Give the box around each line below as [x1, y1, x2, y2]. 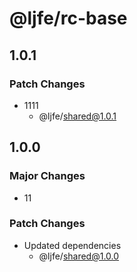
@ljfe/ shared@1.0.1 [38, 110, 117, 122]
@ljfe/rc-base [9, 7, 128, 30]
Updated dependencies [23, 239, 122, 251]
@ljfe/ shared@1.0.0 [38, 250, 120, 262]
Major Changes [9, 169, 86, 183]
